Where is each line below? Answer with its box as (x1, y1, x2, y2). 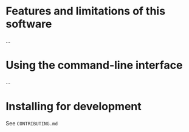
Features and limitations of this (5, 4, 165, 18)
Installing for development (5, 100, 142, 113)
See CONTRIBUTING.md (5, 119, 58, 127)
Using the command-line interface (5, 59, 183, 72)
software (5, 17, 52, 31)
